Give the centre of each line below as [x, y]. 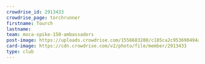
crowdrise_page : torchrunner [43, 18]
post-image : [21, 40]
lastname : [19, 29]
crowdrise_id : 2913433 [35, 12]
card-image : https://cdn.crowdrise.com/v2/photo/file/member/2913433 [97, 46]
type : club [20, 52]
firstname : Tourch [30, 23]
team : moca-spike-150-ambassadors [50, 35]
